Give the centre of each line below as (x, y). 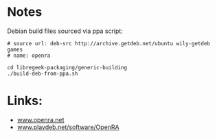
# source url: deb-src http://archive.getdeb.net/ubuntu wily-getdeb (109, 43)
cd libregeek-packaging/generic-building (67, 67)
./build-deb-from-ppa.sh (43, 73)
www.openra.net (41, 119)
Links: (25, 101)
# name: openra (29, 56)
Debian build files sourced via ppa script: (65, 31)
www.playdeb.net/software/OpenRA (68, 127)
